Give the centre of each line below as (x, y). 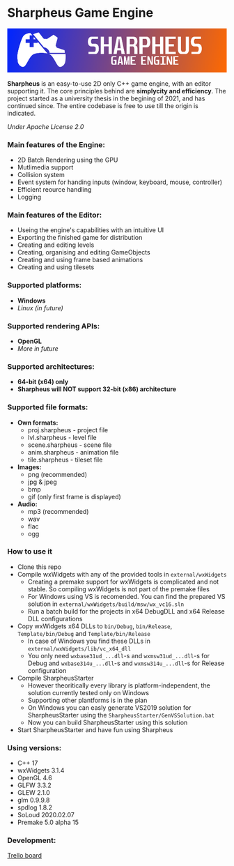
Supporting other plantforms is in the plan (87, 700)
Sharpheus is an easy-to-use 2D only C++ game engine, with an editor (109, 83)
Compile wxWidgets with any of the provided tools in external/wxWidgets (122, 574)
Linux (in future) (40, 307)
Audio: (27, 504)
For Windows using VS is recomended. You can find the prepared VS (126, 596)
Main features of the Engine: (56, 144)
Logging (29, 197)
